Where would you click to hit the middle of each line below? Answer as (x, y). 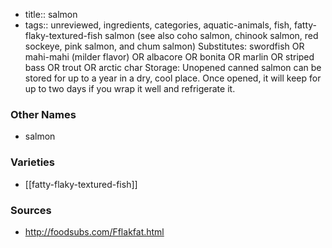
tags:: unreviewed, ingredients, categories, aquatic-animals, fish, (158, 25)
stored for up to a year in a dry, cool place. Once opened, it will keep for (173, 78)
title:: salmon (51, 14)
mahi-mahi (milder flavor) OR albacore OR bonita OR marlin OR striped (169, 57)
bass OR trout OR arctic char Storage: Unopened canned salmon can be (173, 67)
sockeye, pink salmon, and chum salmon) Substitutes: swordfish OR (164, 46)
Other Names (43, 114)
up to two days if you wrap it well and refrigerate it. (130, 88)
